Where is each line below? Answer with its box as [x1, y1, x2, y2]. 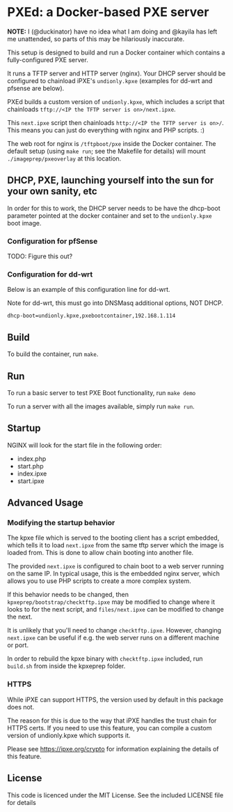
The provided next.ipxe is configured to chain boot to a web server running [7, 562, 224, 570]
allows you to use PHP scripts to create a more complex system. [7, 577, 191, 585]
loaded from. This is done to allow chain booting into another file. [7, 549, 194, 557]
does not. [7, 702, 35, 711]
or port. [7, 641, 29, 649]
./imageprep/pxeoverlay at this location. [7, 154, 122, 163]
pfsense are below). [7, 84, 65, 92]
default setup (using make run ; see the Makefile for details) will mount [7, 147, 207, 155]
